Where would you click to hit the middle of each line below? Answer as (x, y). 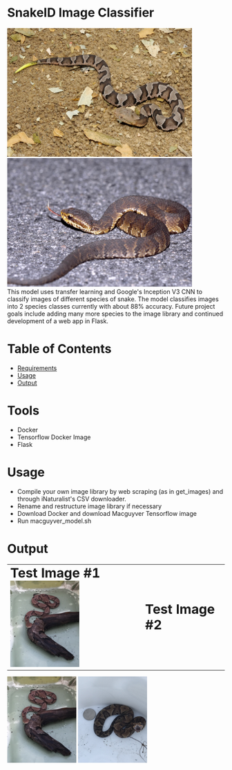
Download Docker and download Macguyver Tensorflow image (107, 513)
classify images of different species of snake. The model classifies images (113, 299)
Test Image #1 (55, 573)
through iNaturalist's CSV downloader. (71, 499)
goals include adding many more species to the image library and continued (115, 314)
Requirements (37, 368)
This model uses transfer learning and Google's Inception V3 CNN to (105, 291)
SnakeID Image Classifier (81, 13)
